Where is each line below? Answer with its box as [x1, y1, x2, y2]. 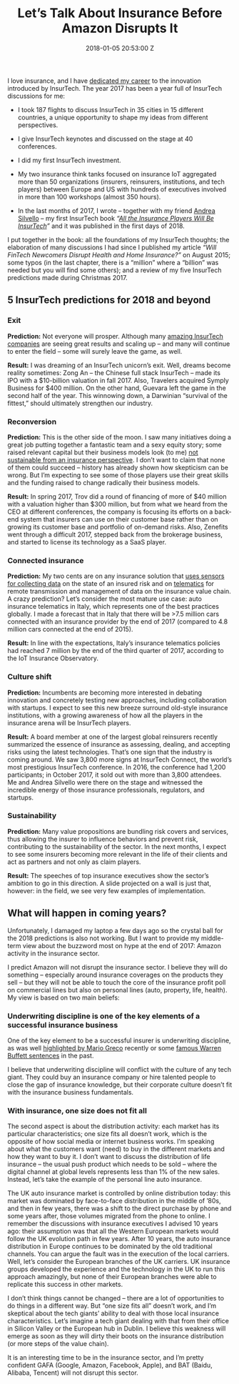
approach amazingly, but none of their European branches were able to [7, 1273, 217, 1281]
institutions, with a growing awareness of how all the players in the [7, 711, 203, 720]
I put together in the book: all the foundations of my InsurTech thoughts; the [7, 235, 230, 244]
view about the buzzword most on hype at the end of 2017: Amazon [22, 941, 221, 950]
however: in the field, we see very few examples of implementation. [7, 886, 206, 895]
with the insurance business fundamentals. [7, 1087, 134, 1096]
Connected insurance [7, 555, 84, 565]
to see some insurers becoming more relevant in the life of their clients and [7, 850, 228, 858]
